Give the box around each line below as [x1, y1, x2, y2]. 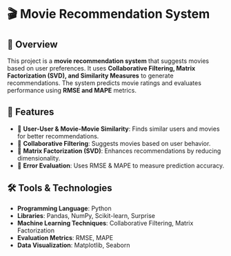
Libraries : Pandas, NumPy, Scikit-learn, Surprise [17, 211, 155, 219]
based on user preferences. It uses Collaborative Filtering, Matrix [7, 64, 196, 72]
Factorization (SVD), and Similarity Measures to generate [7, 71, 174, 80]
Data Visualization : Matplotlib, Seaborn [17, 241, 130, 249]
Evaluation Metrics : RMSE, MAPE [17, 233, 114, 241]
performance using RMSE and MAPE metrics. [7, 86, 137, 94]
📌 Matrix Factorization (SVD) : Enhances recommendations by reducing [17, 147, 221, 155]
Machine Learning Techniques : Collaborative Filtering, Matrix [17, 219, 194, 227]
